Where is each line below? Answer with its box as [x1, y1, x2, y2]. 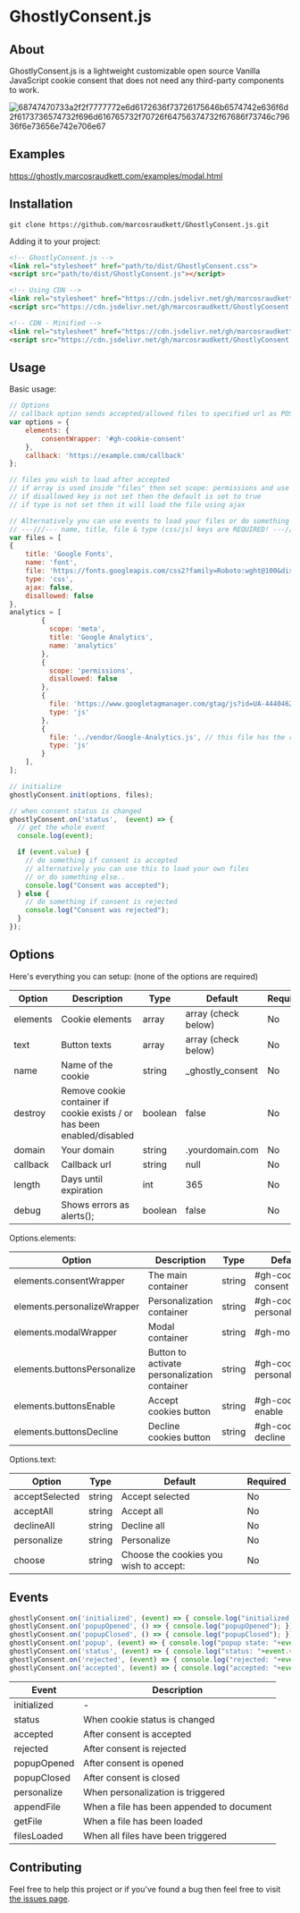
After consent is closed [83, 1771, 180, 1783]
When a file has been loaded [83, 1815, 204, 1827]
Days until [61, 1172, 103, 1185]
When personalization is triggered [83, 1786, 226, 1799]
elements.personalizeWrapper [13, 1299, 140, 1312]
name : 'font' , [25, 558, 78, 567]
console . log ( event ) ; [17, 832, 94, 841]
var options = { [9, 418, 70, 427]
